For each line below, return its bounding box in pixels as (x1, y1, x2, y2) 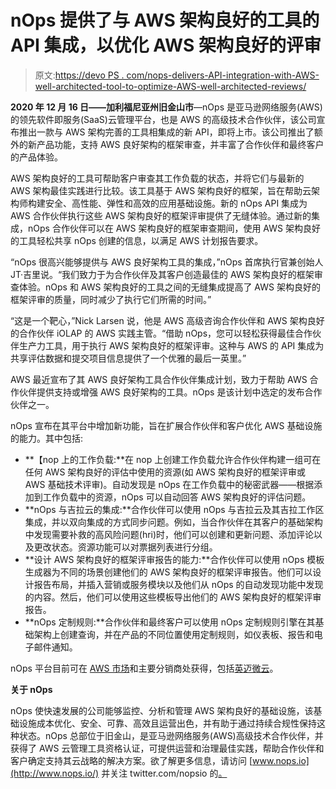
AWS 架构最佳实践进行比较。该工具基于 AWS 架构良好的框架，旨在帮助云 (10, 184, 312, 196)
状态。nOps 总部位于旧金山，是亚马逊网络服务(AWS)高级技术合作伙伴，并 (18, 729, 324, 741)
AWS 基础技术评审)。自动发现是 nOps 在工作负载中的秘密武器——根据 (24, 478, 315, 490)
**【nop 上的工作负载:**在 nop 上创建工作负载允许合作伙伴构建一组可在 (24, 453, 322, 465)
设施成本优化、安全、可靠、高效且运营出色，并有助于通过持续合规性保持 (18, 717, 317, 729)
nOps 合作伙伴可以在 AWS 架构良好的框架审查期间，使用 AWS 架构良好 (27, 222, 321, 234)
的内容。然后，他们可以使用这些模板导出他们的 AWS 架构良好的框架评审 (24, 591, 322, 603)
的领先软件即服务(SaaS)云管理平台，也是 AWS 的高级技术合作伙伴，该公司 (10, 113, 317, 125)
